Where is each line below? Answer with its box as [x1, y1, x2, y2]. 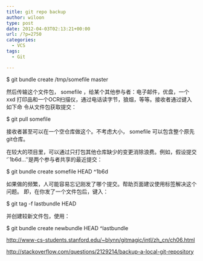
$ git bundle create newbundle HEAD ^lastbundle [6, 224, 129, 231]
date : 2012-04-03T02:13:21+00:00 [6, 25, 91, 32]
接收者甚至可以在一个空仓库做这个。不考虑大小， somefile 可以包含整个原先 [6, 127, 195, 135]
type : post [6, 20, 34, 26]
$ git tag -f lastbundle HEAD [6, 200, 77, 207]
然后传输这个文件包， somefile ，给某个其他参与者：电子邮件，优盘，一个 [6, 88, 190, 95]
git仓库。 [6, 135, 29, 143]
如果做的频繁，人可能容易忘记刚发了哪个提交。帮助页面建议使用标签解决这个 [6, 180, 197, 187]
